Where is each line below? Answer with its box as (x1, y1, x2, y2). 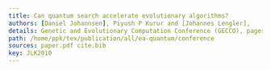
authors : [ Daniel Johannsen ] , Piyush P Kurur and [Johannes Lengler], (8, 19, 251, 27)
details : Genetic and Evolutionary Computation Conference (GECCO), (8, 27, 244, 35)
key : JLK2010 (8, 49, 52, 57)
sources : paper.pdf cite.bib (8, 42, 106, 50)
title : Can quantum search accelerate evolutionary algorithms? (8, 11, 229, 20)
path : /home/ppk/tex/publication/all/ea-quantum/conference (8, 34, 215, 43)
